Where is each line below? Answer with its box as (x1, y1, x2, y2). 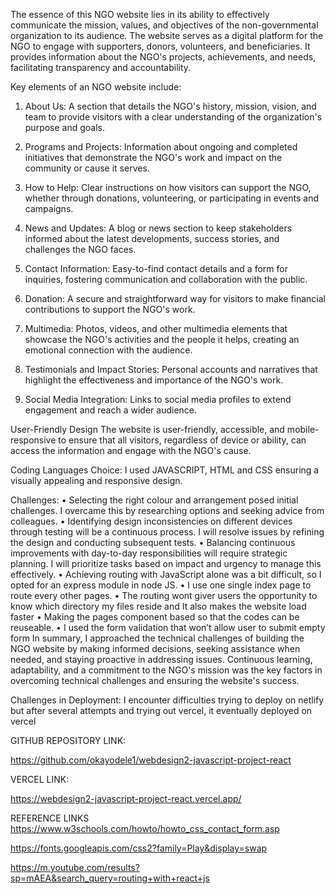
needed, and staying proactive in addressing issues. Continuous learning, (10, 654, 313, 665)
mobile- (286, 424, 320, 435)
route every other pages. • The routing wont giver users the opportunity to (10, 590, 318, 601)
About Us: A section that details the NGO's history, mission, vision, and (24, 100, 317, 112)
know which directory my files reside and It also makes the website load (10, 600, 307, 612)
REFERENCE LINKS (10, 812, 90, 824)
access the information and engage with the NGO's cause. (10, 445, 252, 456)
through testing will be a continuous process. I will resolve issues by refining (10, 526, 325, 538)
